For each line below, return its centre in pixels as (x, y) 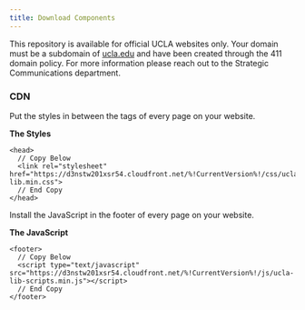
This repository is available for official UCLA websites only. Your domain (144, 44)
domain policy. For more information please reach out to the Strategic (139, 63)
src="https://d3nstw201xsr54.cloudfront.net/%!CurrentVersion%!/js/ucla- (152, 273)
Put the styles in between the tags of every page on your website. (133, 115)
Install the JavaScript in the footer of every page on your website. (132, 215)
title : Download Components (63, 18)
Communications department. (65, 73)
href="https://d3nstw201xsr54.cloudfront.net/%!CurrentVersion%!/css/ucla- (156, 174)
